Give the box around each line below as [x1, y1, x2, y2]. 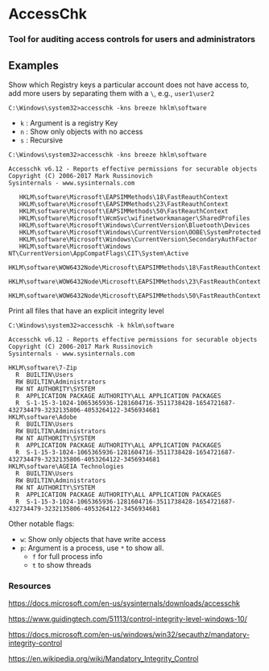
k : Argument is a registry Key [19, 118, 118, 127]
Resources [8, 580, 52, 591]
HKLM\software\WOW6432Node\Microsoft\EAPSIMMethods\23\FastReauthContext [8, 277, 262, 286]
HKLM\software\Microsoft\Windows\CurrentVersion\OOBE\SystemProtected [19, 228, 262, 236]
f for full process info [31, 551, 103, 561]
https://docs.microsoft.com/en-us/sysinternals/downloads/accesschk [8, 599, 240, 608]
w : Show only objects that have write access [19, 534, 167, 544]
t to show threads [31, 560, 92, 570]
